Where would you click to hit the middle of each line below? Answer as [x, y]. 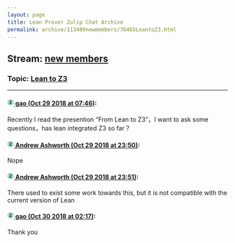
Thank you [23, 232]
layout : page [26, 15]
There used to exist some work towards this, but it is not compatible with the [117, 193]
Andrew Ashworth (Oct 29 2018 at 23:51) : [77, 177]
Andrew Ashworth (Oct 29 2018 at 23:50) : [78, 145]
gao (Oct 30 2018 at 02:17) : [56, 216]
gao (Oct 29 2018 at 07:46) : [56, 103]
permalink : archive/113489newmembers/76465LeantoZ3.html [92, 29]
